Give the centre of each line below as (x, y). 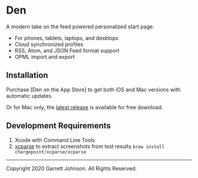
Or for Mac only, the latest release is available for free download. (85, 107)
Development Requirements (58, 126)
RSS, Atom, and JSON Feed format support (67, 50)
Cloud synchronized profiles (49, 44)
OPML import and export (44, 57)
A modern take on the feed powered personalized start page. (80, 27)
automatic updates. (29, 95)
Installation (27, 75)
